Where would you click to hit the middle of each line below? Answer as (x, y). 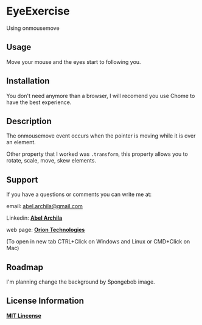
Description (29, 121)
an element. (21, 142)
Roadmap (25, 267)
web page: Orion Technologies (46, 230)
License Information (45, 301)
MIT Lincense (24, 315)
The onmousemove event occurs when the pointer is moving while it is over (101, 136)
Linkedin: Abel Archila (34, 218)
